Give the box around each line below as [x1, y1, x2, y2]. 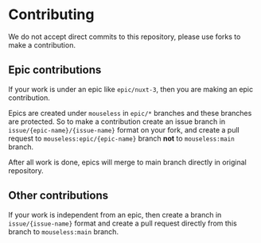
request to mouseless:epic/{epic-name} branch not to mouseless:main [8, 133, 235, 143]
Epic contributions [8, 64, 102, 77]
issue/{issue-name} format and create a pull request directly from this [8, 218, 237, 228]
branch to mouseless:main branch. [8, 226, 119, 236]
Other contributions [8, 189, 109, 202]
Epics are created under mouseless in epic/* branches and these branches [8, 108, 252, 118]
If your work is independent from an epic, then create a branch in [8, 210, 222, 219]
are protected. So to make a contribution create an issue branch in [8, 117, 225, 126]
